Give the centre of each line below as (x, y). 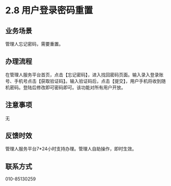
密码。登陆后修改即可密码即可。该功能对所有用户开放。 (67, 87)
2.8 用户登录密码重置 (49, 10)
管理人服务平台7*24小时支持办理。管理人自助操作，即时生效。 (71, 149)
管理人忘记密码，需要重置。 (34, 44)
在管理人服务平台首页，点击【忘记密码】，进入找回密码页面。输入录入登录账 (84, 75)
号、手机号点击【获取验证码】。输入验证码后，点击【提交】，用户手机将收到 (83, 81)
